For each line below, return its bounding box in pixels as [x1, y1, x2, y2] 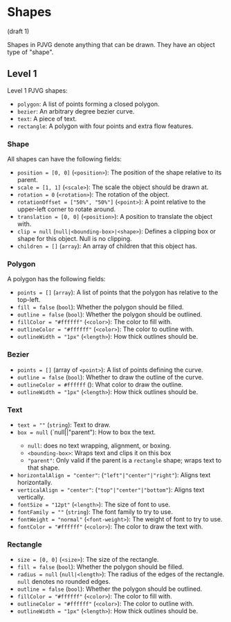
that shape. [27, 463, 60, 472]
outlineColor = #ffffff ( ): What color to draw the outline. [17, 380, 183, 389]
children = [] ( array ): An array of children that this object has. [17, 242, 197, 250]
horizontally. [17, 478, 53, 486]
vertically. [17, 492, 46, 501]
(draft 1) [7, 27, 30, 35]
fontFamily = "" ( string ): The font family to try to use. [17, 507, 173, 516]
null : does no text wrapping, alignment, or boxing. [27, 441, 172, 450]
